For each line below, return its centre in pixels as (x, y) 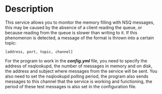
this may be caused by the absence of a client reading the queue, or (74, 27)
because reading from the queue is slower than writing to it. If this (71, 32)
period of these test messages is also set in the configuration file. (71, 86)
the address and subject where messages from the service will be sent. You (81, 71)
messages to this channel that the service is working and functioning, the (79, 81)
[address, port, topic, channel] (39, 52)
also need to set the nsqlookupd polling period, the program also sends (77, 76)
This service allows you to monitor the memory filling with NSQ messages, (80, 22)
